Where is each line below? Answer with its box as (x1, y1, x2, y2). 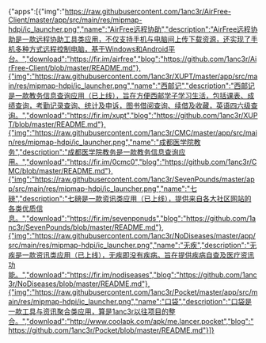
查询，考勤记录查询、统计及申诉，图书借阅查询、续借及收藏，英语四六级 (14, 101, 251, 110)
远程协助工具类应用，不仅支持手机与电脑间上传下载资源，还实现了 (35, 35, 251, 44)
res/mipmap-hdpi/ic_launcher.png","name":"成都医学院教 (14, 138, 201, 147)
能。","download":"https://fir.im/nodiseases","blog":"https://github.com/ (8, 270, 243, 280)
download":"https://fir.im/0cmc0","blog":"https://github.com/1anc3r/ (28, 158, 252, 166)
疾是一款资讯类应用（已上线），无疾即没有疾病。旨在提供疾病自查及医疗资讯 (8, 250, 255, 260)
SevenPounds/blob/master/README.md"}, (25, 223, 165, 232)
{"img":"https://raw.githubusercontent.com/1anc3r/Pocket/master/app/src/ (8, 288, 252, 296)
